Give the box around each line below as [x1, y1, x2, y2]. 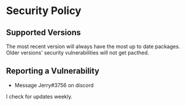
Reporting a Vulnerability [6, 66, 99, 76]
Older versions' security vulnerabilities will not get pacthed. [6, 49, 149, 56]
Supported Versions [6, 28, 81, 37]
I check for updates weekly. [6, 93, 73, 100]
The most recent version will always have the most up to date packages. [6, 43, 180, 50]
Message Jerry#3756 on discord [14, 81, 94, 88]
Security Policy [6, 4, 82, 18]
